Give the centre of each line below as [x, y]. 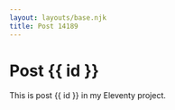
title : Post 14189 [44, 26]
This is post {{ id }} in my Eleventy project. [88, 96]
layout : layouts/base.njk [58, 18]
